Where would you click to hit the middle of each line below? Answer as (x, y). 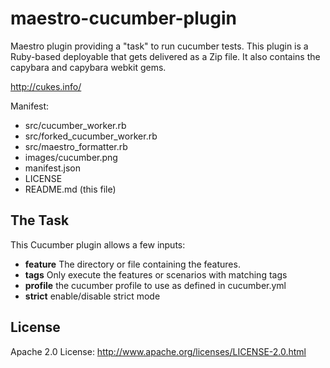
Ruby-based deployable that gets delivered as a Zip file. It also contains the (165, 56)
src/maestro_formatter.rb (76, 146)
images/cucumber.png (71, 157)
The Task (40, 220)
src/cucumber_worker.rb (75, 125)
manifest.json (52, 168)
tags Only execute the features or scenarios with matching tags (156, 274)
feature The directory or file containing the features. (132, 264)
